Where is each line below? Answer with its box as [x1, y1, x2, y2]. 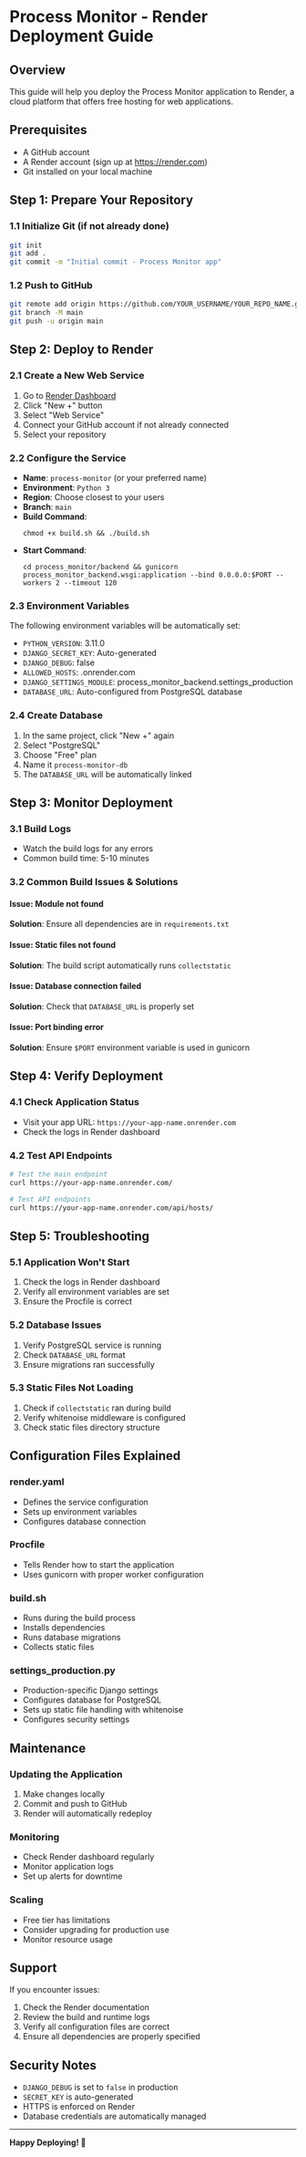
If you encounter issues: [9, 1985, 100, 1995]
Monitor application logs [22, 1861, 114, 1872]
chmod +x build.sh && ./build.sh [22, 529, 150, 538]
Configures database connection [22, 1516, 147, 1527]
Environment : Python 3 [22, 482, 110, 494]
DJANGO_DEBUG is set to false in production [22, 2082, 179, 2093]
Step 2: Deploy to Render [9, 342, 154, 358]
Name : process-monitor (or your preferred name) [22, 473, 208, 484]
